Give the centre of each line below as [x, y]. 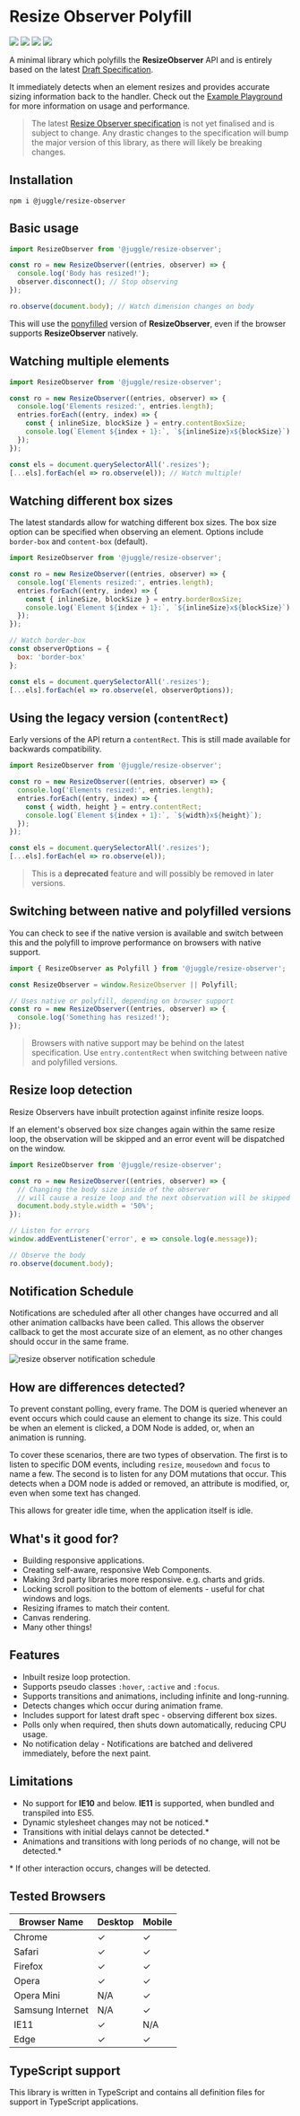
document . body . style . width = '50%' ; [86, 1206]
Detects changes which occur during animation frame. [123, 1705]
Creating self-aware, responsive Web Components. [117, 1570]
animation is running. [48, 1437]
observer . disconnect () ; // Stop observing [98, 282]
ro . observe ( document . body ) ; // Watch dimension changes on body [132, 306]
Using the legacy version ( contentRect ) [119, 718]
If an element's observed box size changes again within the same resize [142, 1129]
